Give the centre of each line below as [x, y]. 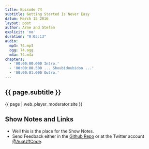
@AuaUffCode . [27, 141]
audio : [12, 41]
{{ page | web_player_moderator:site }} [44, 104]
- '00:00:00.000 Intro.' [34, 64]
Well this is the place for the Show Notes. [53, 131]
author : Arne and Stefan [30, 28]
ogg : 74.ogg [22, 50]
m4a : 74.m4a [22, 55]
